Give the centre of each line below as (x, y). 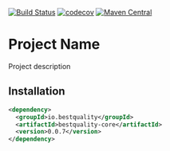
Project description (40, 66)
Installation (37, 91)
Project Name (54, 45)
